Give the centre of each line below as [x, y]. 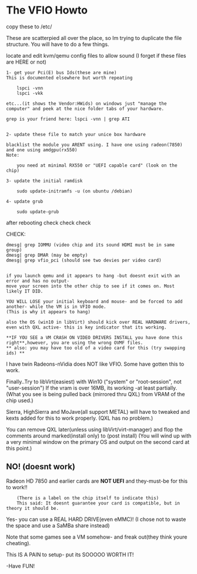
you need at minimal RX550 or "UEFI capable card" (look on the [97, 165]
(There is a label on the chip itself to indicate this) [88, 498]
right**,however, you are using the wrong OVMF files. [75, 343]
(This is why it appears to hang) [49, 312]
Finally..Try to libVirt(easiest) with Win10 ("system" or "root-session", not [94, 381]
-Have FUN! [21, 566]
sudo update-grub [38, 212]
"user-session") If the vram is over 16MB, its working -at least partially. [92, 388]
